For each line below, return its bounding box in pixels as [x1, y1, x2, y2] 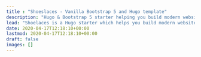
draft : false [6, 36, 39, 42]
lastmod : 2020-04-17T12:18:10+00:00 [6, 31, 98, 37]
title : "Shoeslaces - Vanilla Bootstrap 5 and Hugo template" [6, 8, 167, 15]
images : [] [6, 42, 33, 48]
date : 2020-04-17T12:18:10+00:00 [6, 25, 90, 31]
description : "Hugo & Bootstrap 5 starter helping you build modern [6, 14, 181, 20]
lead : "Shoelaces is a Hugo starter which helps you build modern [6, 20, 175, 26]
